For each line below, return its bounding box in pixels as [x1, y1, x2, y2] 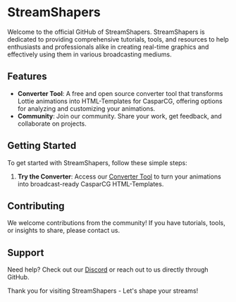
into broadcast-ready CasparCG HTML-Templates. [17, 179, 164, 188]
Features [7, 71, 47, 83]
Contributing [7, 200, 65, 212]
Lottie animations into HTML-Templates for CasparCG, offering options [17, 97, 223, 105]
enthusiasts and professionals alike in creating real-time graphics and [7, 42, 209, 51]
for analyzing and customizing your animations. [17, 104, 156, 113]
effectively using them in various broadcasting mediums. [7, 50, 172, 59]
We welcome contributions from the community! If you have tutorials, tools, [7, 219, 225, 227]
